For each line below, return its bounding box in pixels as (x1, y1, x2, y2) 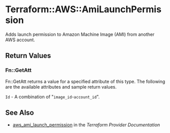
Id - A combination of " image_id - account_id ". (5, 93, 100, 100)
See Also (5, 109, 34, 117)
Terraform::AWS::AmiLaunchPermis (5, 4, 162, 15)
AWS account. (5, 37, 35, 43)
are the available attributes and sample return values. (5, 84, 117, 90)
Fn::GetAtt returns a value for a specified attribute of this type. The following (5, 78, 165, 85)
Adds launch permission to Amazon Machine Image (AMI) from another (5, 31, 155, 37)
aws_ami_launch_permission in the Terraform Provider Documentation (12, 122, 160, 128)
